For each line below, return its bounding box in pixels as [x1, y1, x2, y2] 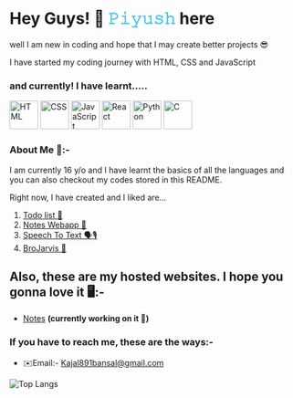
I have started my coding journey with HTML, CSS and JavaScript [9, 57, 256, 68]
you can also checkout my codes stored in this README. [9, 173, 223, 185]
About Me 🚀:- [9, 143, 70, 156]
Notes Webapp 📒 [22, 219, 87, 230]
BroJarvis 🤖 [22, 242, 67, 254]
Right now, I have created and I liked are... [9, 192, 167, 203]
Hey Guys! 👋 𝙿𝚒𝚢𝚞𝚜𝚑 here [9, 8, 215, 29]
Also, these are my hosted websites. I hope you [9, 268, 284, 284]
